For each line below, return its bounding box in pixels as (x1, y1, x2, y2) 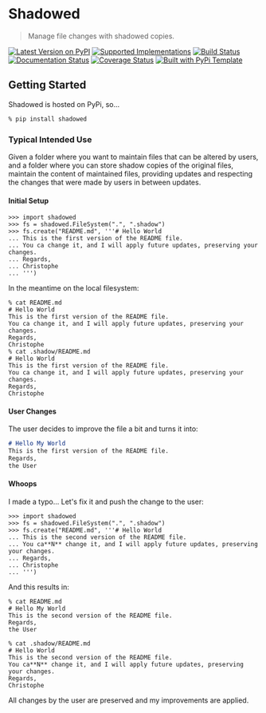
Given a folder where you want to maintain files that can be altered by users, (8, 152, 259, 161)
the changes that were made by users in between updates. (8, 177, 201, 187)
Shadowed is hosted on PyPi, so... (8, 99, 120, 109)
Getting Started (8, 78, 87, 92)
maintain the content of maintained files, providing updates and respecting (8, 168, 253, 178)
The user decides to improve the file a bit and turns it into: (8, 424, 198, 434)
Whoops (8, 479, 37, 489)
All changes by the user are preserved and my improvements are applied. (8, 695, 249, 705)
